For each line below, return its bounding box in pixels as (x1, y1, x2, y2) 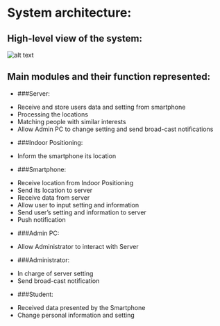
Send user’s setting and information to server (17, 208, 147, 216)
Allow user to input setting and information (17, 200, 139, 209)
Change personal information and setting (17, 311, 135, 319)
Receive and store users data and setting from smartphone (17, 103, 186, 111)
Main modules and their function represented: (7, 71, 210, 83)
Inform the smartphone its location (17, 151, 117, 160)
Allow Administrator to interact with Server (17, 242, 139, 250)
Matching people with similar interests (17, 117, 126, 126)
